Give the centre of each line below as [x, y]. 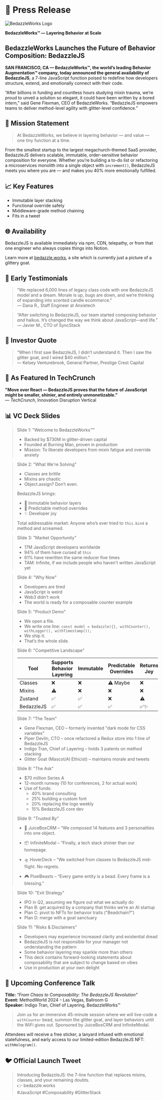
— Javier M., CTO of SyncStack [49, 325]
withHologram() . [21, 1045]
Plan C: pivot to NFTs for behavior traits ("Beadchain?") [79, 912]
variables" [34, 733]
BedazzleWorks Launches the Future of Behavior [80, 48]
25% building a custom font [59, 799]
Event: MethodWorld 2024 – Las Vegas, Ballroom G [57, 1000]
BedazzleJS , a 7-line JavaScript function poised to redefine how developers [81, 78]
